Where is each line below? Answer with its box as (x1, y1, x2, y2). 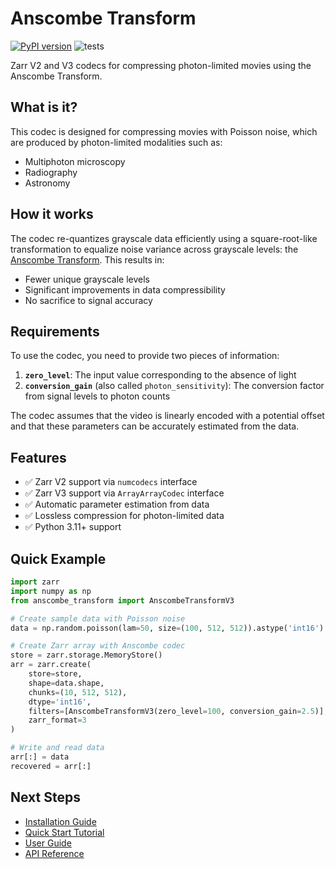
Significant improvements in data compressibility (24, 283, 226, 296)
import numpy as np (10, 586, 92, 596)
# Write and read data (10, 743, 105, 753)
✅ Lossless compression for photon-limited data (24, 510, 225, 522)
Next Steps (10, 789, 81, 806)
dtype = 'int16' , (28, 697, 92, 707)
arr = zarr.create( (10, 660, 92, 670)
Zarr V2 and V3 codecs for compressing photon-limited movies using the (10, 59, 312, 71)
